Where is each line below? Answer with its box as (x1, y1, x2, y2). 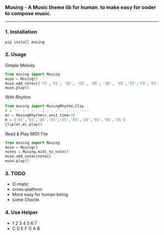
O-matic (12, 181, 29, 187)
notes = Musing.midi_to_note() (5, 149, 69, 154)
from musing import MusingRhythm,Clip (5, 104, 84, 109)
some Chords (12, 197, 40, 203)
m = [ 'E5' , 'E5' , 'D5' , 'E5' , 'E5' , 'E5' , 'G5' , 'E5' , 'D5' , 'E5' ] (5, 117, 125, 122)
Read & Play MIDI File (5, 131, 48, 137)
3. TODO (5, 170, 26, 177)
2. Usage (5, 51, 27, 58)
